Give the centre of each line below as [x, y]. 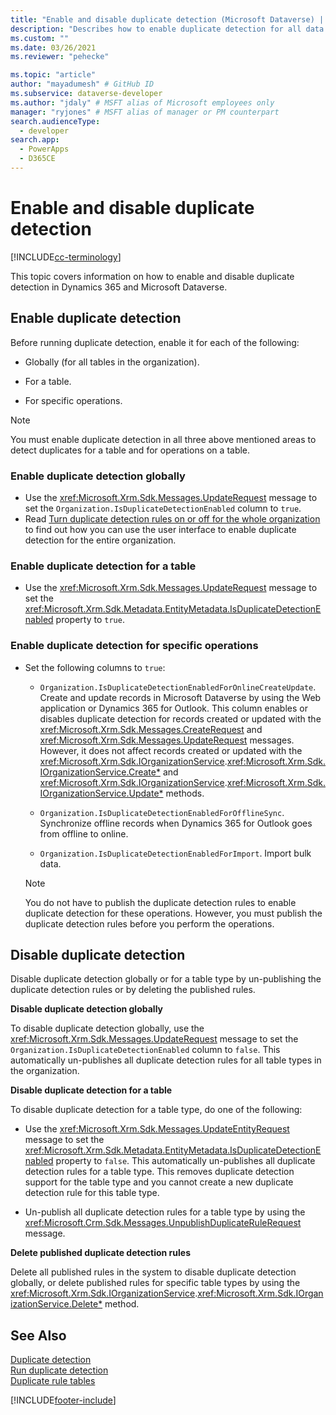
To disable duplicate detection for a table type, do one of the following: [156, 1110]
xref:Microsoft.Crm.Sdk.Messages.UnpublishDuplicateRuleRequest [163, 1223]
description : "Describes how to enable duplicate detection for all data [167, 29]
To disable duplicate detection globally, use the [107, 1028]
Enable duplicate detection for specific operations [134, 646]
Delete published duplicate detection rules [100, 1253]
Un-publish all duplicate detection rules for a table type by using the [165, 1212]
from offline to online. [84, 833]
